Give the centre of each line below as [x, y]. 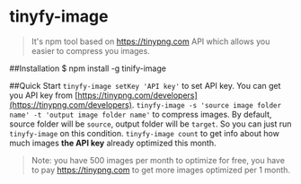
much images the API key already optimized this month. [113, 143]
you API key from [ [44, 95]
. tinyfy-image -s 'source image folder [206, 104]
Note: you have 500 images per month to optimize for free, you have [158, 160]
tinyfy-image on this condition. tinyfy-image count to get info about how [145, 133]
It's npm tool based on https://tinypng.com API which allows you [150, 41]
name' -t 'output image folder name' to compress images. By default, [141, 114]
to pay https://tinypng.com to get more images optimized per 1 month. [160, 170]
